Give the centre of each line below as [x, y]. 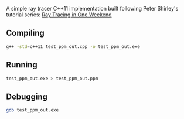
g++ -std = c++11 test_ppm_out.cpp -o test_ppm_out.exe [73, 46]
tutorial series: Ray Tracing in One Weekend [59, 15]
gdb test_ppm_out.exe [33, 110]
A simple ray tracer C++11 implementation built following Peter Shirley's [92, 8]
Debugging [27, 96]
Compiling [25, 33]
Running [22, 65]
